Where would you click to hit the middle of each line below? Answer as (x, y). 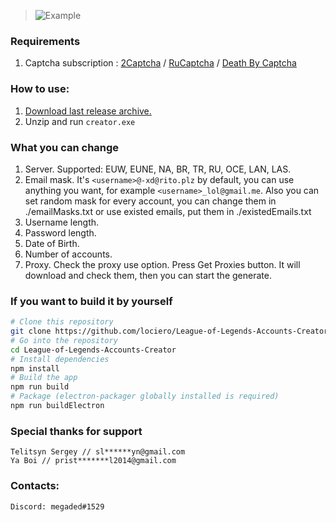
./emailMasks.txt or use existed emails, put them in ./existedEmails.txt (168, 211)
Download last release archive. (88, 111)
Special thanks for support (76, 431)
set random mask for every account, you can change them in (150, 201)
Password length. (60, 232)
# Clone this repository (62, 322)
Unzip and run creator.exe (80, 121)
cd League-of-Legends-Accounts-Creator (93, 350)
